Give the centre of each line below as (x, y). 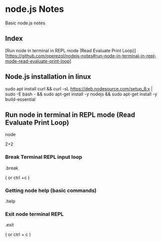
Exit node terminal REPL (35, 214)
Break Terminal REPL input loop (44, 157)
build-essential (20, 99)
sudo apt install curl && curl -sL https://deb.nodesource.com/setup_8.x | (79, 88)
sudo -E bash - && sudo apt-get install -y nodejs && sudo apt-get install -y (81, 94)
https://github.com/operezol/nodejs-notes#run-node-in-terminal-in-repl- (81, 56)
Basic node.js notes (25, 23)
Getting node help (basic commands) (51, 190)
